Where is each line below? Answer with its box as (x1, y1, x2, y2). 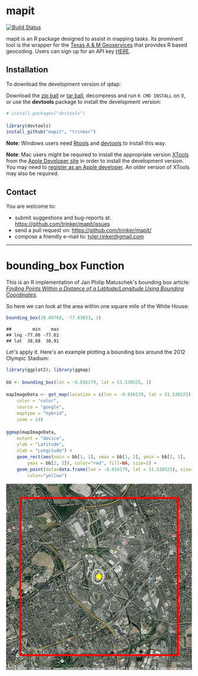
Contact (6, 187, 37, 197)
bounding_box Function (6, 259, 125, 273)
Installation (6, 65, 48, 75)
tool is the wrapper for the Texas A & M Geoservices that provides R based (6, 41, 187, 48)
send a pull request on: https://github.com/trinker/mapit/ (14, 227, 151, 234)
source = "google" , (16, 404, 65, 410)
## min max (6, 326, 60, 332)
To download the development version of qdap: (6, 80, 121, 87)
